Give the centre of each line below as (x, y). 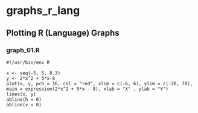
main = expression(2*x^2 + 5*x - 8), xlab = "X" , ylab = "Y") (88, 89)
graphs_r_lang (43, 11)
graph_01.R (23, 50)
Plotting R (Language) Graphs (63, 33)
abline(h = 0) (24, 99)
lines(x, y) (21, 94)
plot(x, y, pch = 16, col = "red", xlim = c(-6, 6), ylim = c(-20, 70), (100, 83)
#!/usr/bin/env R (28, 62)
